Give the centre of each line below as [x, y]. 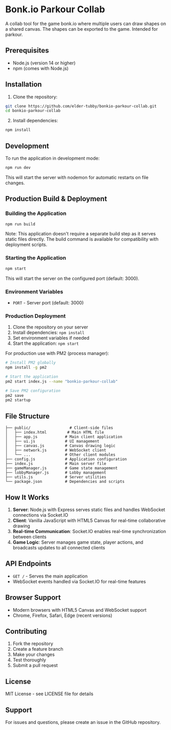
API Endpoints [28, 564]
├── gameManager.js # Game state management [61, 468]
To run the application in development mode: [52, 158]
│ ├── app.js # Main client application [64, 437]
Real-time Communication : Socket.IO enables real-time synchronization [89, 531]
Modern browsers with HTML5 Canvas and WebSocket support [80, 610]
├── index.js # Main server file [56, 464]
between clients [30, 537]
